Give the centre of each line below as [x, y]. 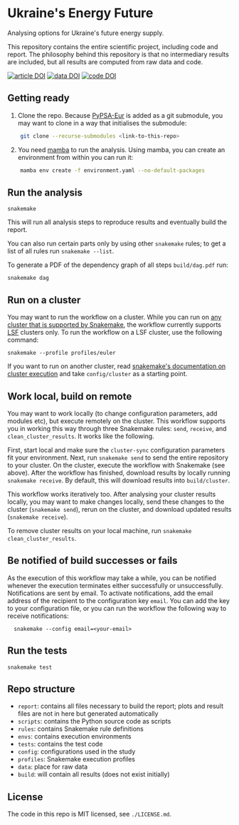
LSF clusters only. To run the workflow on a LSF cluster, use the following [115, 333]
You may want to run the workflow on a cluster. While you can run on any [115, 317]
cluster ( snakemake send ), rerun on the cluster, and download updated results [119, 509]
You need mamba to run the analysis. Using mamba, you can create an [121, 150]
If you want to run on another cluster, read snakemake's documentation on [117, 366]
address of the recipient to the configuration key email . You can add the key [118, 600]
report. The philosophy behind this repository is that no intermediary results [118, 54]
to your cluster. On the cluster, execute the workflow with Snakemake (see [116, 465]
